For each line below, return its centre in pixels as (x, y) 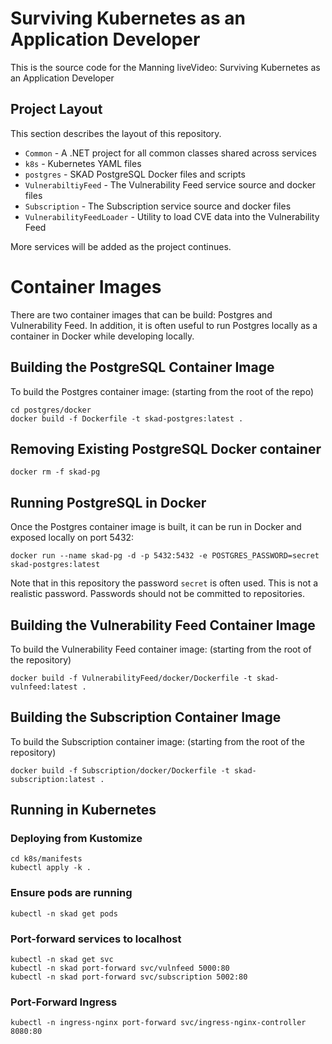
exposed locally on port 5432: (72, 538)
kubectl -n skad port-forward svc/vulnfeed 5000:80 (120, 968)
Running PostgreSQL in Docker (108, 502)
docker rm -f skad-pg (55, 472)
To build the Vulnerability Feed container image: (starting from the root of (161, 649)
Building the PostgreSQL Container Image (142, 367)
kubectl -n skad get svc (62, 960)
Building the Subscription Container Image (146, 717)
